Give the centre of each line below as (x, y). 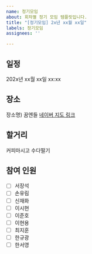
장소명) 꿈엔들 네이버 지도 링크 (41, 115)
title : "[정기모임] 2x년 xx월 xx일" (46, 22)
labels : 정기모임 (25, 28)
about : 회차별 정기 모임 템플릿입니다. (47, 17)
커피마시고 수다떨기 (28, 150)
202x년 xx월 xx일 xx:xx (34, 79)
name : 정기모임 (22, 11)
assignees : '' (23, 34)
